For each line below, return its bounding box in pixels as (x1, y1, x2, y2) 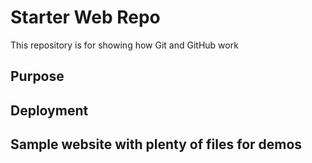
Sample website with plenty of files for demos (10, 136, 303, 153)
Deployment (10, 102, 89, 119)
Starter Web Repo (10, 6, 161, 29)
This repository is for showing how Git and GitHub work (10, 39, 239, 51)
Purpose (10, 68, 65, 85)
